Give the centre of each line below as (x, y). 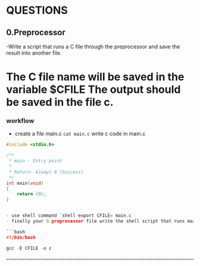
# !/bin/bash (21, 237)
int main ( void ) (25, 183)
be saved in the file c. (60, 102)
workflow (20, 121)
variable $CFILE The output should (93, 90)
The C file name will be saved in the (95, 77)
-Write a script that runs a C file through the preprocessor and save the (93, 46)
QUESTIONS (37, 10)
